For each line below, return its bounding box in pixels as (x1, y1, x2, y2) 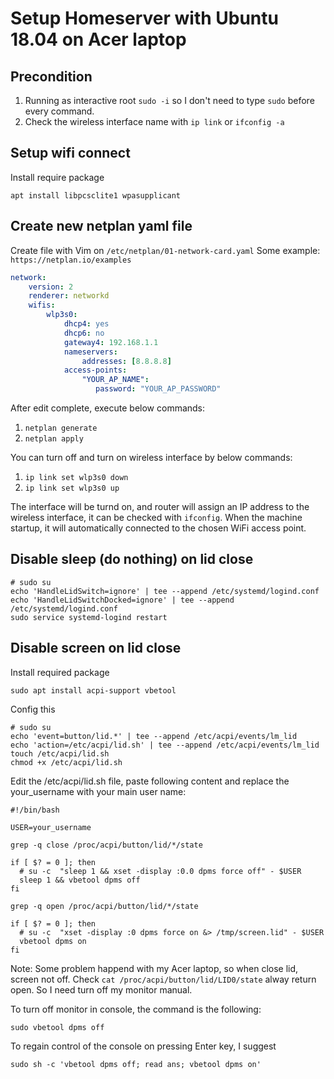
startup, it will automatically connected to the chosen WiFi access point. (10, 522, 307, 534)
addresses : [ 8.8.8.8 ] (81, 356, 172, 366)
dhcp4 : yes (63, 319, 110, 329)
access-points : (63, 365, 128, 376)
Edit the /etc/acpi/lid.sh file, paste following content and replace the (10, 775, 290, 787)
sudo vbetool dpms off (10, 1022, 105, 1032)
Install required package (10, 666, 110, 678)
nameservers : (63, 347, 118, 357)
